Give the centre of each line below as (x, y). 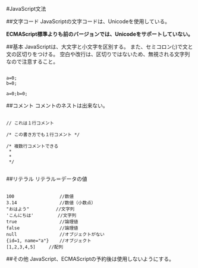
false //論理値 (42, 228)
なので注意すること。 (32, 62)
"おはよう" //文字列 (40, 209)
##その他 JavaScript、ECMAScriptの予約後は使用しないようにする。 (90, 259)
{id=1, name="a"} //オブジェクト (49, 241)
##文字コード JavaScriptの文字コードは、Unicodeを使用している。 (88, 21)
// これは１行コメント (30, 123)
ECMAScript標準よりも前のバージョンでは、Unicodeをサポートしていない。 (100, 34)
